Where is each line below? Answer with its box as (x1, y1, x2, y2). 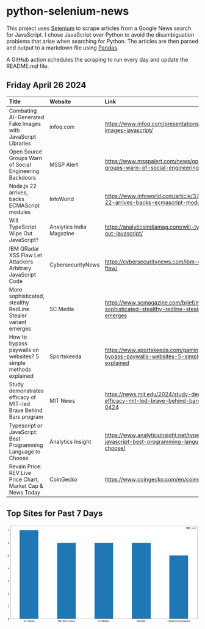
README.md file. (6, 62, 49, 70)
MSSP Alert (49, 161, 78, 168)
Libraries (9, 139, 32, 147)
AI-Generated (9, 113, 45, 120)
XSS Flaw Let (9, 251, 43, 259)
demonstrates (9, 387, 44, 395)
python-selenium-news (6, 4, 129, 18)
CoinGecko (49, 476, 77, 483)
